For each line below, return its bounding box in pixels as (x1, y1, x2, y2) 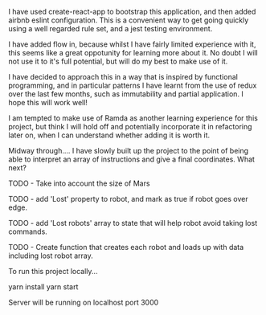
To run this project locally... (8, 267, 98, 276)
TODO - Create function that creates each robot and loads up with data (8, 243, 244, 252)
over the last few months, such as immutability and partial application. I (8, 89, 243, 99)
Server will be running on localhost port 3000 (8, 297, 159, 307)
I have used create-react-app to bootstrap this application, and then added (8, 7, 256, 16)
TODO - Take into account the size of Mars (8, 178, 150, 188)
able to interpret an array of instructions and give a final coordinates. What (8, 154, 256, 164)
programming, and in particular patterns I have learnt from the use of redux (8, 80, 257, 90)
